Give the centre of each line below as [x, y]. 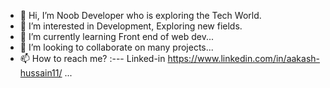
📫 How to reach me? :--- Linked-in [92, 58]
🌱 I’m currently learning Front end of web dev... [117, 36]
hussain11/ [41, 73]
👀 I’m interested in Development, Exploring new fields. [131, 26]
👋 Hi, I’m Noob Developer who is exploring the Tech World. [140, 15]
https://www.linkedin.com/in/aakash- [244, 58]
